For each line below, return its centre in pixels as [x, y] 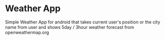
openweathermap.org [27, 32]
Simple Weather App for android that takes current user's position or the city [83, 22]
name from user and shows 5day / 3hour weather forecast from [70, 27]
